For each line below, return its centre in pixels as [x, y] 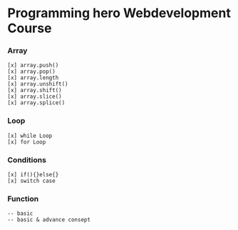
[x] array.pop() [31, 72]
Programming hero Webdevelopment [119, 13]
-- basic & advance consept [49, 220]
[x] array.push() [33, 66]
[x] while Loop [30, 136]
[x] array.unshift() [38, 84]
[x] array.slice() [35, 97]
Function [23, 199]
